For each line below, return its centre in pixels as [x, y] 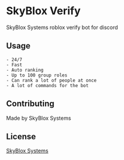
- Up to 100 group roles [37, 75]
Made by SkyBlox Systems [39, 118]
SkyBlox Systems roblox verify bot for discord [62, 27]
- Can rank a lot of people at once [51, 80]
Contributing [30, 104]
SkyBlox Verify [44, 11]
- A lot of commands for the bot [47, 85]
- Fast [14, 65]
